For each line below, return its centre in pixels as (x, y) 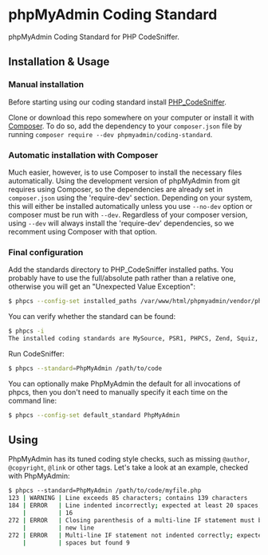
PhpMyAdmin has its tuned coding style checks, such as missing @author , (129, 459)
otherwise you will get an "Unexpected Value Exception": (102, 287)
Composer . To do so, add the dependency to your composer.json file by (125, 126)
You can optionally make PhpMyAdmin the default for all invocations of (124, 384)
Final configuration (46, 252)
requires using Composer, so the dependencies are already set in (116, 189)
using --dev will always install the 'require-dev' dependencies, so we (121, 223)
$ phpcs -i (26, 331)
